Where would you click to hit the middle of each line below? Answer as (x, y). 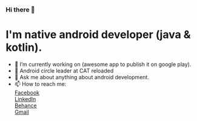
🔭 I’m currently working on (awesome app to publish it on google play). (103, 64)
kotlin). (24, 47)
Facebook (27, 93)
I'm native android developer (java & (98, 35)
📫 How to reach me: (40, 83)
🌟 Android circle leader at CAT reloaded (64, 70)
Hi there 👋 (21, 10)
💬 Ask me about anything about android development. (82, 77)
